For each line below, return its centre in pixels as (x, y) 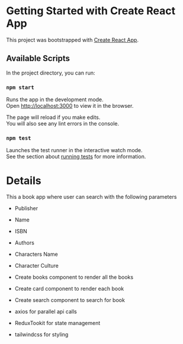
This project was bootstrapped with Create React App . (73, 40)
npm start (20, 87)
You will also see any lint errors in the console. (63, 124)
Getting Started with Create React (91, 11)
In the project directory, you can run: (51, 73)
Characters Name (36, 254)
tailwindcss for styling (41, 335)
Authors (24, 243)
